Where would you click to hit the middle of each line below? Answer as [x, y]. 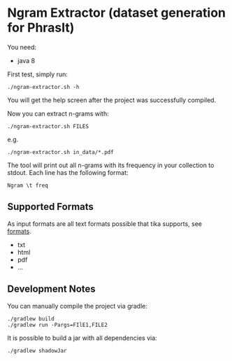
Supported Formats [51, 207]
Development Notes [51, 289]
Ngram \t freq [28, 185]
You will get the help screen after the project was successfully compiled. [112, 100]
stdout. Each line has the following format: [68, 172]
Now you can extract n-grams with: [58, 113]
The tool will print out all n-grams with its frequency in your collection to [111, 165]
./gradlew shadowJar [37, 351]
